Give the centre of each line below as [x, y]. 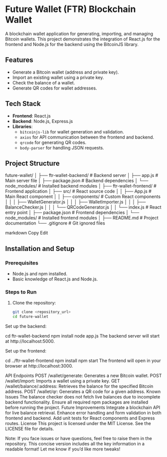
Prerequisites [22, 262]
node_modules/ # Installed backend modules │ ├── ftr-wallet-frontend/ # [81, 186]
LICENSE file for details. [30, 429]
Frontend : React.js [31, 115]
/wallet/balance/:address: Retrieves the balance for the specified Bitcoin [79, 386]
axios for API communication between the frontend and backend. [87, 137]
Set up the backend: [26, 326]
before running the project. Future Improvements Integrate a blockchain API [83, 407]
